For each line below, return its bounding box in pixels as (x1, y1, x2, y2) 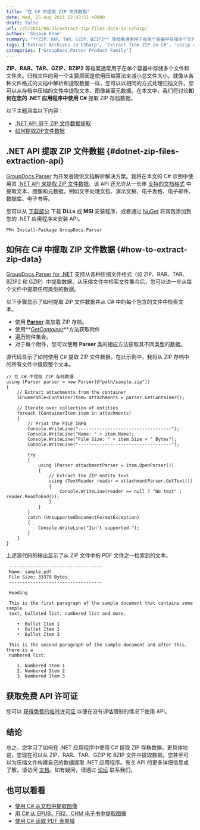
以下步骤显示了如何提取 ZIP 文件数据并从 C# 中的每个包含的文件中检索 (6, 299, 179, 306)
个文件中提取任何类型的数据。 (6, 285, 79, 293)
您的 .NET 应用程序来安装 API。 (6, 215, 83, 222)
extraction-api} (6, 156, 64, 166)
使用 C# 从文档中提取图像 (14, 802, 77, 809)
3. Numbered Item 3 (17, 673, 65, 679)
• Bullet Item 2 (17, 626, 60, 632)
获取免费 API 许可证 (6, 691, 79, 701)
